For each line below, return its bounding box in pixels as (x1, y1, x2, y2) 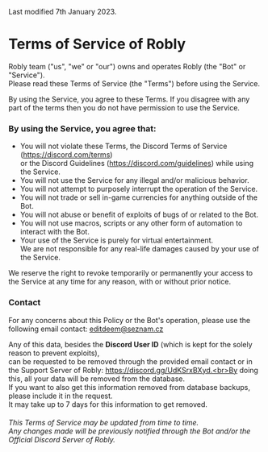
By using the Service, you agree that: (8, 122, 157, 134)
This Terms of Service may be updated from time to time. (8, 418, 199, 428)
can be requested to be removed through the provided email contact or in (8, 356, 253, 366)
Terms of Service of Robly (8, 35, 186, 53)
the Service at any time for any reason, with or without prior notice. (8, 277, 232, 287)
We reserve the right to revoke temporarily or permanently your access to (8, 268, 253, 278)
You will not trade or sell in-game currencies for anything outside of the (19, 193, 258, 202)
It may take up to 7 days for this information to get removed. (8, 399, 207, 409)
